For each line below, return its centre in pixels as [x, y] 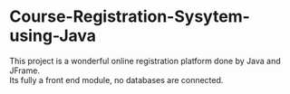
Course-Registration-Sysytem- [130, 17]
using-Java [53, 36]
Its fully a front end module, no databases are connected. [116, 80]
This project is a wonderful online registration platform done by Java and [145, 61]
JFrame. [25, 70]
